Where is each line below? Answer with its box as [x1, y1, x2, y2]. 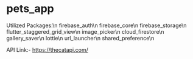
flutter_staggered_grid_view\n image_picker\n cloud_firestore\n [6, 28, 164, 35]
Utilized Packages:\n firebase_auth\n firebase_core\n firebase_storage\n [6, 22, 187, 29]
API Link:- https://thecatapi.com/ [6, 46, 88, 53]
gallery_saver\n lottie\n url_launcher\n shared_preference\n [6, 34, 155, 42]
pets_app [6, 2, 54, 16]
